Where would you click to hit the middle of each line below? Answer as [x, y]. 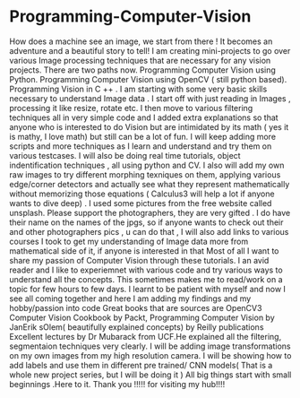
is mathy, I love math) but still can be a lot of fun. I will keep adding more [142, 136]
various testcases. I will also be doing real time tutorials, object [125, 155]
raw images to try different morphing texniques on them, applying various [145, 174]
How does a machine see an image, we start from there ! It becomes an [141, 41]
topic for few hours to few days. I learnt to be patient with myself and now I [148, 289]
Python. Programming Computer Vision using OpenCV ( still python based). [148, 79]
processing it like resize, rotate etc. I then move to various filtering [131, 108]
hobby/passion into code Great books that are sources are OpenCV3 [136, 307]
